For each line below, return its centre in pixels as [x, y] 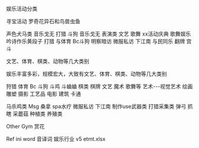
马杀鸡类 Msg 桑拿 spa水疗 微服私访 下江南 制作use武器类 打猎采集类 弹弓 [96, 106]
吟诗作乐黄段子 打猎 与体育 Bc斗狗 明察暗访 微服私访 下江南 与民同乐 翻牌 [96, 41]
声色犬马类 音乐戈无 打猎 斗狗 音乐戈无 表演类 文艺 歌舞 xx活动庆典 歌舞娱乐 [99, 34]
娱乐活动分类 [22, 9]
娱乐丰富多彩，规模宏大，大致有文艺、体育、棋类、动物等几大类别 [86, 74]
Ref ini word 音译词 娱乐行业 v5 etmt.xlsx [56, 139]
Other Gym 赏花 [25, 126]
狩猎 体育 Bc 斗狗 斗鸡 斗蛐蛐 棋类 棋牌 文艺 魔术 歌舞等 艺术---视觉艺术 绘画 [99, 86]
